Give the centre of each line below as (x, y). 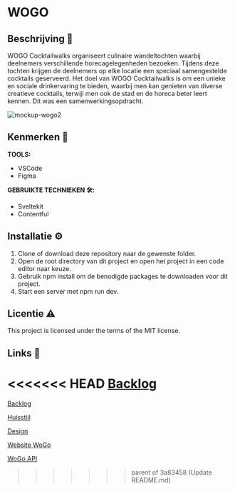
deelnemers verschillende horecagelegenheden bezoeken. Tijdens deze (113, 63)
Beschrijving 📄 (40, 39)
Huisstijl (19, 417)
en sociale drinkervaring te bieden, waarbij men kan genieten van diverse (115, 86)
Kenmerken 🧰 (38, 137)
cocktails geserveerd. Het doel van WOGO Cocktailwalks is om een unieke (116, 78)
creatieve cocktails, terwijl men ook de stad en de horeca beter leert (108, 94)
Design (18, 431)
